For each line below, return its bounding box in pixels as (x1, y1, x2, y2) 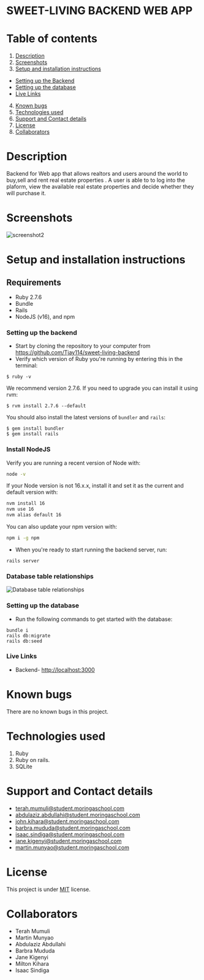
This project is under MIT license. (6, 885, 91, 893)
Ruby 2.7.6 (15, 294, 42, 301)
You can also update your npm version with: (6, 523, 118, 531)
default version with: (6, 489, 58, 496)
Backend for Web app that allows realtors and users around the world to (6, 170, 188, 177)
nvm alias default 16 (6, 512, 62, 518)
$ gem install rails (6, 431, 59, 437)
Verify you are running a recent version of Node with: (6, 459, 141, 467)
